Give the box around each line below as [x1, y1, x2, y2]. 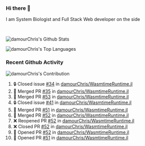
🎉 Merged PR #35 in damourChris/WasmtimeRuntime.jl [13, 88, 129, 94]
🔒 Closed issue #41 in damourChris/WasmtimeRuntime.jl [13, 99, 132, 106]
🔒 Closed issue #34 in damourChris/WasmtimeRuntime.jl [13, 80, 133, 87]
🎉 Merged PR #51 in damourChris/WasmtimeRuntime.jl [13, 107, 128, 113]
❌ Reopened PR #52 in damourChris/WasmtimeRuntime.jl [13, 117, 135, 123]
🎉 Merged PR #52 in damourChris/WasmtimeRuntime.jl [13, 112, 129, 118]
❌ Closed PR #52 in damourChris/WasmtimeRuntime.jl [13, 123, 128, 130]
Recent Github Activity [6, 59, 64, 66]
